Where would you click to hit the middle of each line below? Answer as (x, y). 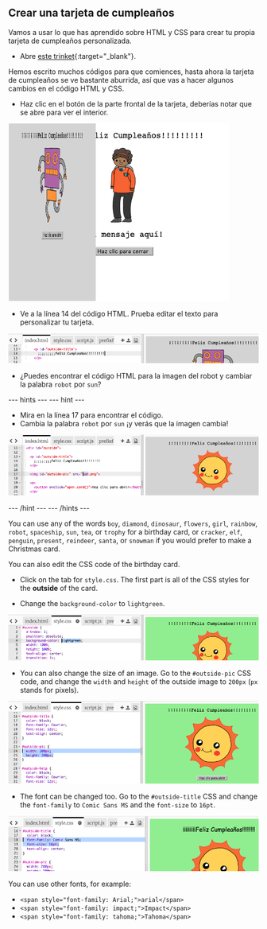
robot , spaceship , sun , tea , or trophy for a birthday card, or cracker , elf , (125, 531)
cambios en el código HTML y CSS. (66, 88)
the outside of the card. (58, 588)
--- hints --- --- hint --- (46, 400)
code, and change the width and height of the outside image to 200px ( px (139, 682)
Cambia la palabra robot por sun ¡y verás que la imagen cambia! (124, 424)
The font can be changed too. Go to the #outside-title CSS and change (139, 796)
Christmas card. (35, 549)
